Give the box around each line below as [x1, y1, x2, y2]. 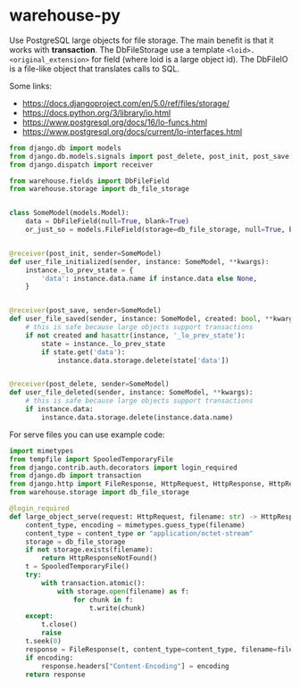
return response [25, 670, 87, 679]
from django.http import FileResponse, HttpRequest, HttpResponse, [9, 479, 266, 489]
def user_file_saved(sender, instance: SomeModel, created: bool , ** [9, 314, 274, 324]
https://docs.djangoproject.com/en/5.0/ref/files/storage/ [21, 97, 230, 108]
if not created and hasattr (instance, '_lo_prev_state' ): [25, 331, 246, 340]
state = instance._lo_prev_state [41, 339, 166, 348]
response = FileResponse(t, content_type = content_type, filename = [25, 644, 278, 654]
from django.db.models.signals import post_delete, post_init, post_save [9, 152, 290, 161]
